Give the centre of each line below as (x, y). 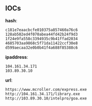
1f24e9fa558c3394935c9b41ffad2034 (42, 39)
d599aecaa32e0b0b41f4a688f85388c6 (42, 48)
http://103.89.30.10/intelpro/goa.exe (46, 98)
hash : (11, 20)
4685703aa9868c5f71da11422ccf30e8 (42, 43)
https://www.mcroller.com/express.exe (46, 89)
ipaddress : (17, 57)
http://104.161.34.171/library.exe (43, 94)
